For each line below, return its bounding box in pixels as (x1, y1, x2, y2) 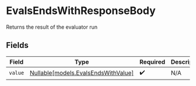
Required (139, 57, 165, 66)
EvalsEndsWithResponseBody (6, 4, 156, 18)
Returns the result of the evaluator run (6, 23, 98, 30)
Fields (6, 40, 29, 50)
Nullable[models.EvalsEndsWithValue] (29, 69, 134, 77)
